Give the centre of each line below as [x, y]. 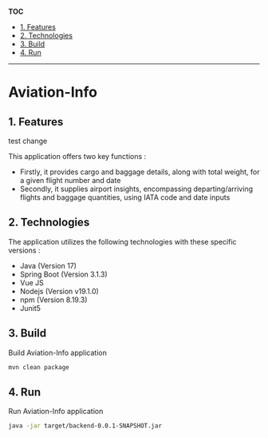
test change [28, 141]
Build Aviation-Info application [58, 352]
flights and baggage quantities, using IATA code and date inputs [125, 197]
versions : [24, 250]
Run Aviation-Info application [56, 412]
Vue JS [32, 282]
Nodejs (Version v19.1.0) [59, 291]
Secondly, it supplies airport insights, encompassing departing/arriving [136, 189]
